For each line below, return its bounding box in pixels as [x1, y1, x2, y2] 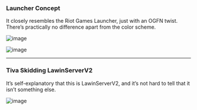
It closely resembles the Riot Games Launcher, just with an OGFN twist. [6, 18, 178, 25]
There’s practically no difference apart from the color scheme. [6, 23, 157, 30]
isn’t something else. [6, 86, 56, 93]
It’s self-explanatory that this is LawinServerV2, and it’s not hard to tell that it [6, 80, 191, 87]
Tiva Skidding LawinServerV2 [6, 66, 93, 74]
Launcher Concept [6, 4, 60, 12]
